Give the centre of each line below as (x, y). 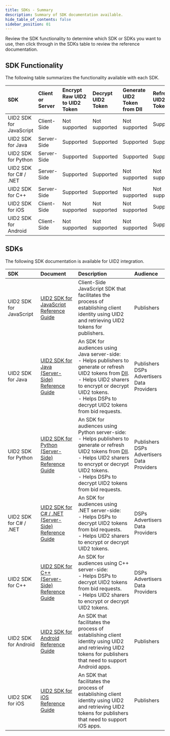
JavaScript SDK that (102, 289)
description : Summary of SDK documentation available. (64, 15)
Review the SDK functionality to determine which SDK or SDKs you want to (83, 39)
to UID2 (72, 103)
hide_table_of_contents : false (38, 19)
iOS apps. (90, 726)
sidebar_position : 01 (28, 24)
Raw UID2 (75, 97)
